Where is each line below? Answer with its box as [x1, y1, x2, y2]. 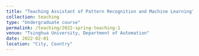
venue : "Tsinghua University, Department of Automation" [6, 30, 150, 36]
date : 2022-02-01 [6, 36, 49, 41]
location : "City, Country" [6, 41, 73, 47]
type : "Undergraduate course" [6, 19, 81, 25]
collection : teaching [6, 14, 60, 20]
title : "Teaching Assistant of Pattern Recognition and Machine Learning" [6, 8, 195, 15]
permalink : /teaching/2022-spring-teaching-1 [6, 24, 120, 31]
